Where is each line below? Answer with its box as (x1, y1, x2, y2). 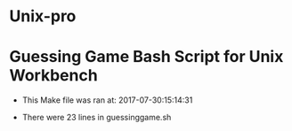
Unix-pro (9, 6, 77, 27)
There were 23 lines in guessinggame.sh (21, 112, 172, 123)
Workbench (9, 65, 98, 86)
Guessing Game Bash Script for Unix (9, 47, 284, 67)
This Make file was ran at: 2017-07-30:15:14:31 (21, 95, 193, 105)
